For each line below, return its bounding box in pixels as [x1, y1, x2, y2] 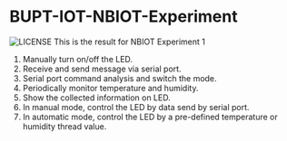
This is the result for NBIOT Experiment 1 [54, 36, 206, 47]
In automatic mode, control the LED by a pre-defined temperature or [22, 111, 279, 122]
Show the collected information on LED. [22, 92, 171, 103]
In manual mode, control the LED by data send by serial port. [22, 101, 250, 112]
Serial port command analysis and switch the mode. [22, 72, 217, 83]
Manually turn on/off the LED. [22, 53, 134, 64]
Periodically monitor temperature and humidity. [22, 82, 199, 93]
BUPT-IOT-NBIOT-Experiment [9, 6, 238, 27]
